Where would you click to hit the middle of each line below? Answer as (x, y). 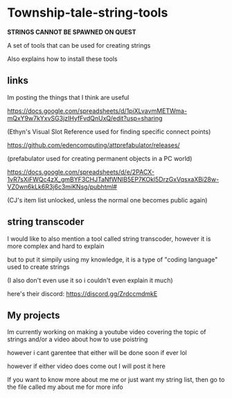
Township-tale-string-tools (88, 13)
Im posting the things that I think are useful (68, 97)
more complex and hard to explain (56, 246)
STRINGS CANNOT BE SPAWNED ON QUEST (72, 32)
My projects (34, 315)
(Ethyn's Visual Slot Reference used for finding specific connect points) (109, 131)
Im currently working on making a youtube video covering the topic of (107, 332)
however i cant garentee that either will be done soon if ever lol (97, 353)
